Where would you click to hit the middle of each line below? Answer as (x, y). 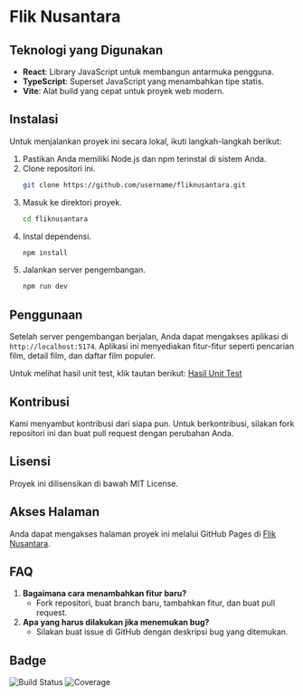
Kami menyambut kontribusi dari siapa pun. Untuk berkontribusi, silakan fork (152, 424)
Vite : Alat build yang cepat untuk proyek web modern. (123, 91)
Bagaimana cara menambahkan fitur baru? (104, 594)
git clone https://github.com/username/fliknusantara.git (134, 185)
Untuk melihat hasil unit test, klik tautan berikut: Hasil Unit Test (126, 374)
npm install (45, 253)
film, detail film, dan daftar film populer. (82, 356)
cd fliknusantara (55, 219)
